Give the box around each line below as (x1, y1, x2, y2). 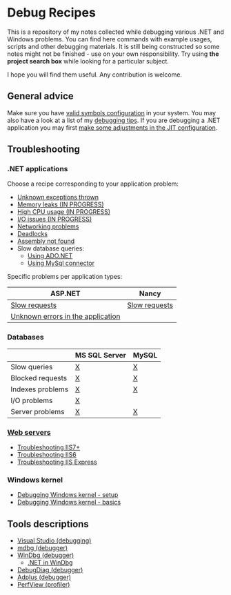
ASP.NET (50, 289, 81, 298)
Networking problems (17, 222, 79, 231)
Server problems (10, 407, 65, 416)
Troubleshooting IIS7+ (17, 443, 81, 451)
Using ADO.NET (27, 252, 73, 260)
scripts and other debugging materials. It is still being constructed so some (7, 42, 220, 50)
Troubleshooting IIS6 (17, 451, 77, 459)
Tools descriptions (7, 518, 90, 529)
